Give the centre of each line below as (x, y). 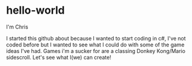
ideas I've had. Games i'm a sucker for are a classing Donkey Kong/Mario (96, 51)
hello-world (36, 10)
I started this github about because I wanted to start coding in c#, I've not (96, 38)
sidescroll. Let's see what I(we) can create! (59, 57)
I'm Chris (17, 27)
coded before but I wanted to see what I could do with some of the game (95, 45)
